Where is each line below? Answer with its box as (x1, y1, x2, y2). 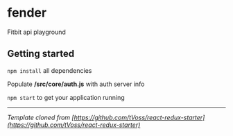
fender (7, 5, 47, 21)
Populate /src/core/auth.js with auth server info (7, 80, 145, 88)
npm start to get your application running (7, 93, 125, 101)
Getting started (7, 48, 75, 60)
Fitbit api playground (7, 28, 66, 36)
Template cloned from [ (7, 113, 74, 121)
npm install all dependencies (7, 66, 92, 74)
